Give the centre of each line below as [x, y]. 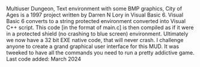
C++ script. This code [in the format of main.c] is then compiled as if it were [100, 27]
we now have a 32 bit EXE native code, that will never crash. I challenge [95, 40]
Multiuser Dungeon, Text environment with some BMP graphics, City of [94, 9]
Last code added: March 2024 [44, 59]
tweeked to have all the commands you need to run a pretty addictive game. [100, 52]
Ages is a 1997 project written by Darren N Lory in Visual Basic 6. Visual [95, 15]
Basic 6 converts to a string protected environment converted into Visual [96, 21]
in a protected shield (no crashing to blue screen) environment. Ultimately [97, 34]
